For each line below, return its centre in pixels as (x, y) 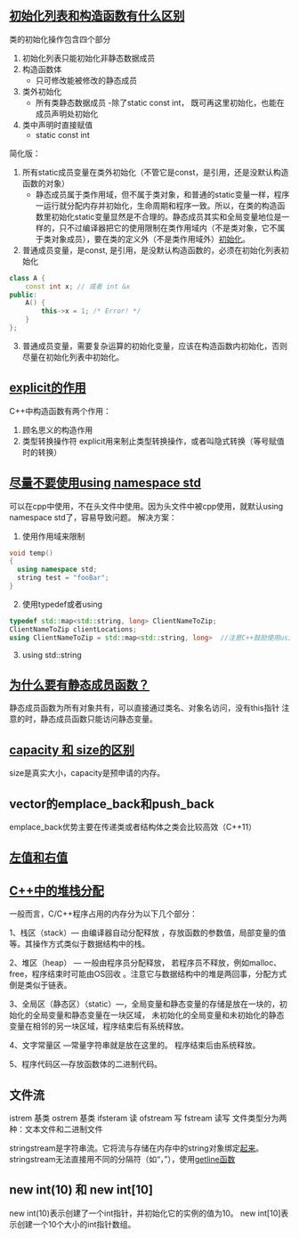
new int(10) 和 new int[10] (81, 1190)
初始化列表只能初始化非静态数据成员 (89, 58)
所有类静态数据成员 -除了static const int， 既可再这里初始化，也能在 (160, 102)
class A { (28, 278)
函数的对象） (45, 183)
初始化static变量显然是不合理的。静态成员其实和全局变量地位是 (166, 216)
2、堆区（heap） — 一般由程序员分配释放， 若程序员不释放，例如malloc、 (145, 963)
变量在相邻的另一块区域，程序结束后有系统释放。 (99, 1026)
